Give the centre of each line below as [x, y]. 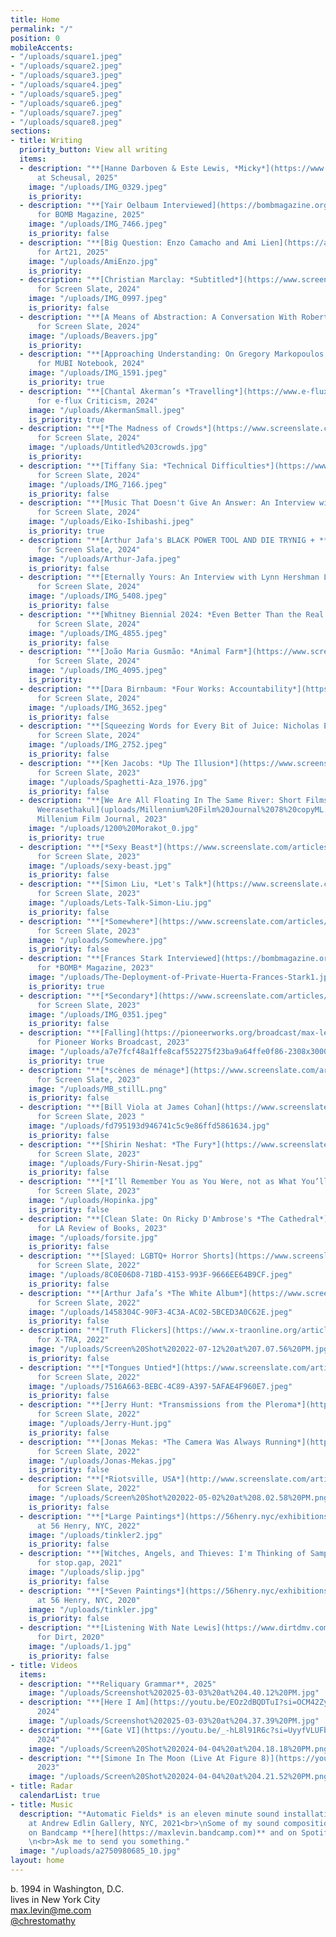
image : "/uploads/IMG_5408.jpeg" [98, 596]
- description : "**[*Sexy [73, 847]
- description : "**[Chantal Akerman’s [100, 391]
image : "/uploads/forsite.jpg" [93, 1237]
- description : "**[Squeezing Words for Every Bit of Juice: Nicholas [169, 726]
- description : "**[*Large [75, 1516]
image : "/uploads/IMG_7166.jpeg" [98, 484]
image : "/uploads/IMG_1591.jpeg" [98, 373]
